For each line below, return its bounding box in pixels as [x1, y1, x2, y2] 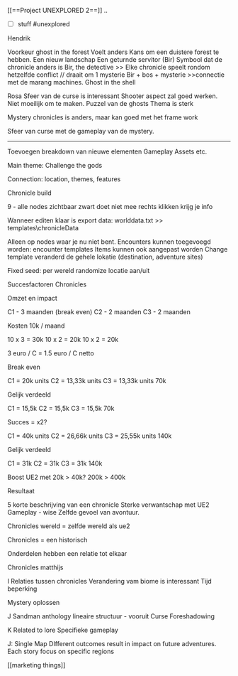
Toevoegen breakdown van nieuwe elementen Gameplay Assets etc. [7, 147, 208, 156]
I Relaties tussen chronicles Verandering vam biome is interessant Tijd [7, 577, 212, 586]
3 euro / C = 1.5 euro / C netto [7, 349, 94, 358]
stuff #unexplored [17, 20, 70, 28]
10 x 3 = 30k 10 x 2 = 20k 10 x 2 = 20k [7, 336, 119, 344]
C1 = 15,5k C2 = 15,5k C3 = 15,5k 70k [7, 404, 115, 413]
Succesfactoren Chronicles [7, 280, 87, 289]
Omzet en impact [7, 294, 58, 303]
